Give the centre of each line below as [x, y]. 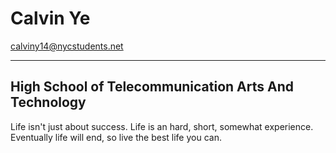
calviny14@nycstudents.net [67, 46]
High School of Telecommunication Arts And [152, 87]
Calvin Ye [50, 18]
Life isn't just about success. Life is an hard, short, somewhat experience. [162, 126]
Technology [48, 102]
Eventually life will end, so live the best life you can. [116, 137]
